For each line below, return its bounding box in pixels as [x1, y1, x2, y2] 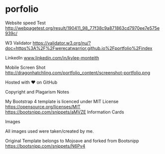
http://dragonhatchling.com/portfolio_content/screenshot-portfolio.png [5, 69, 151, 75]
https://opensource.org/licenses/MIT [5, 103, 81, 109]
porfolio [5, 3, 39, 15]
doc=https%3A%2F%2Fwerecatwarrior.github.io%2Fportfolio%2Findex [5, 45, 153, 51]
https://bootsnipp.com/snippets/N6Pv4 [5, 143, 85, 149]
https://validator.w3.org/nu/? [32, 40, 91, 46]
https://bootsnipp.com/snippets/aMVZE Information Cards [5, 109, 124, 115]
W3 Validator [5, 40, 32, 46]
